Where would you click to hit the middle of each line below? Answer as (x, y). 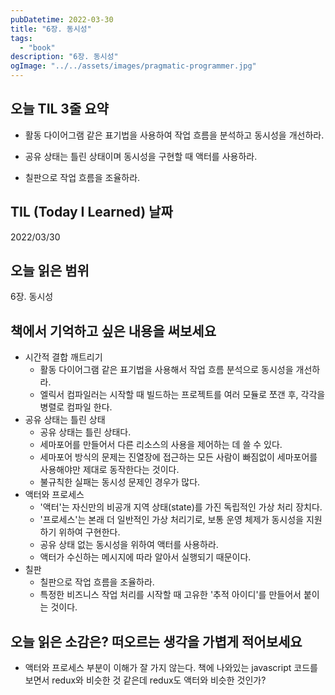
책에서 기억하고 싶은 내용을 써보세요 (113, 331)
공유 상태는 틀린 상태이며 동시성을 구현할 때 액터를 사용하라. (141, 156)
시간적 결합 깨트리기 (63, 357)
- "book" (37, 47)
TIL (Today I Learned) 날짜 (91, 212)
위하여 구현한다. (89, 532)
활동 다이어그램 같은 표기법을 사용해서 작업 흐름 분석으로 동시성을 (166, 370)
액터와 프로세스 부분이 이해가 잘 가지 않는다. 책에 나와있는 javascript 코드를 (171, 668)
